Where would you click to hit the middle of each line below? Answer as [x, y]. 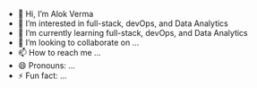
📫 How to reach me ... [59, 53]
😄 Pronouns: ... [47, 66]
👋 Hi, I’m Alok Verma [56, 14]
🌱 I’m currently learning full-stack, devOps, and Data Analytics [133, 33]
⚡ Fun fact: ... [42, 75]
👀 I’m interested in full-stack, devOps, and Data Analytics [123, 23]
